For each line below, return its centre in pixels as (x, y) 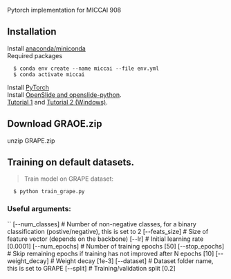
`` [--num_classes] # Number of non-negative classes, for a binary (102, 224)
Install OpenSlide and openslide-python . (65, 94)
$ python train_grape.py (49, 192)
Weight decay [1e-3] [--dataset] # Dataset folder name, (135, 261)
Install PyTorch (28, 87)
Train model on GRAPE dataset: (69, 179)
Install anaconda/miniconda (47, 48)
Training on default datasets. (71, 162)
